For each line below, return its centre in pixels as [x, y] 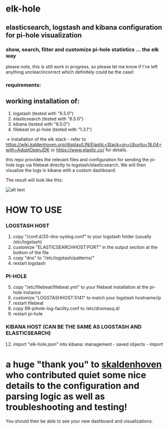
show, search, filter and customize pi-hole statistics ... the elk [82, 49]
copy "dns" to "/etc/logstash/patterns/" [54, 258]
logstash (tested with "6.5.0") [43, 113]
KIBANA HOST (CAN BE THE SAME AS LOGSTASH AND [74, 327]
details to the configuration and [73, 386]
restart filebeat [28, 303]
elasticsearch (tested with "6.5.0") [48, 119]
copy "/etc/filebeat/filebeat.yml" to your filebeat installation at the [81, 287]
